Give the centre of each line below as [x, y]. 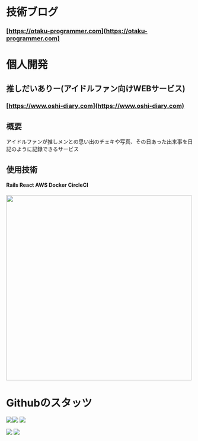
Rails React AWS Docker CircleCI [47, 185]
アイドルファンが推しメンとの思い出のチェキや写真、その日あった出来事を [97, 142]
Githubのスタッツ [49, 403]
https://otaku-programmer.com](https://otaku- [78, 31]
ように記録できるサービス [47, 149]
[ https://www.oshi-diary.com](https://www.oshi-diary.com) [95, 106]
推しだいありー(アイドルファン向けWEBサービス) [96, 89]
